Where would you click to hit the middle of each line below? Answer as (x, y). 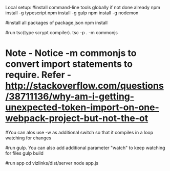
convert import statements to (69, 64)
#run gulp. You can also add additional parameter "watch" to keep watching (85, 148)
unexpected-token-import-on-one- (82, 107)
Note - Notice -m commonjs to (71, 53)
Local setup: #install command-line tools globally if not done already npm (83, 7)
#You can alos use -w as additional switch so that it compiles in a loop (79, 132)
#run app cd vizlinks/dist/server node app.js (52, 163)
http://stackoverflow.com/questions (84, 86)
